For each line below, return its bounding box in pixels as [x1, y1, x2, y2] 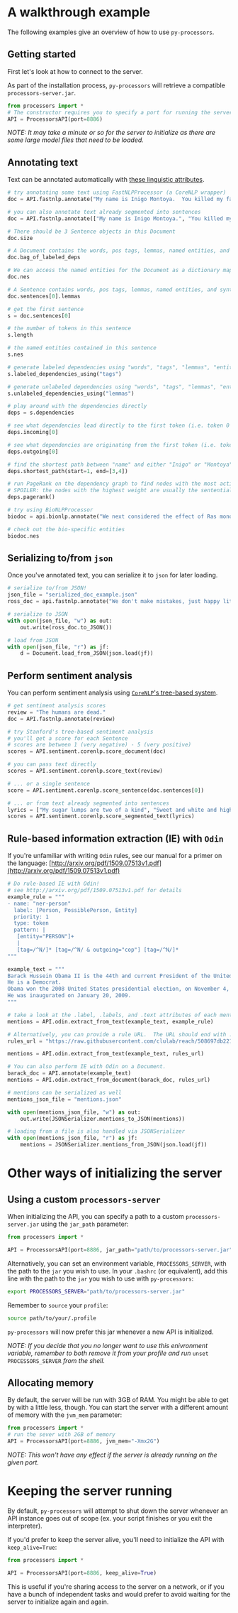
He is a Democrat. [7, 979, 62, 986]
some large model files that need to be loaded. [7, 136, 144, 144]
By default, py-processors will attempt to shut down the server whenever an [7, 1506, 228, 1515]
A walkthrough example [7, 4, 151, 21]
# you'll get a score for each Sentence [7, 734, 129, 742]
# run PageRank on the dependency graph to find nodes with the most [7, 480, 217, 487]
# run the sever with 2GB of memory [7, 1431, 115, 1438]
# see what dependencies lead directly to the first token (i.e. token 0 [7, 422, 230, 430]
